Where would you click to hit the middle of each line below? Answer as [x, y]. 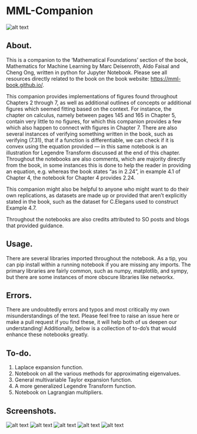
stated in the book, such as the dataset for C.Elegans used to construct [92, 201]
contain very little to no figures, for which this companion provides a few [94, 121]
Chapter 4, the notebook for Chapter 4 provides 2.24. [71, 177]
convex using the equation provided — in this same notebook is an [87, 146]
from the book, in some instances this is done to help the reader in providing [98, 165]
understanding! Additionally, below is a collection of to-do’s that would [91, 329]
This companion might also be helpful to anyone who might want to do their [98, 189]
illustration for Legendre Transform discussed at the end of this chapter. [93, 153]
